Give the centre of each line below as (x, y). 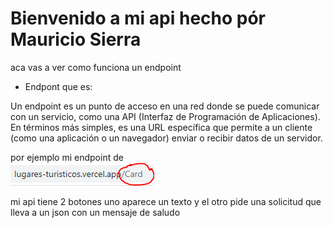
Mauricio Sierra (76, 39)
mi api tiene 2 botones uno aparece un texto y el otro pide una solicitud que (166, 201)
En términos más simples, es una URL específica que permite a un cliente (161, 127)
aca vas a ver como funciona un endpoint (96, 67)
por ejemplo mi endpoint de (67, 157)
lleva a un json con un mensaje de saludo (95, 212)
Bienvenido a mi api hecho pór (138, 18)
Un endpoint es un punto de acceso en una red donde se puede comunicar (165, 106)
